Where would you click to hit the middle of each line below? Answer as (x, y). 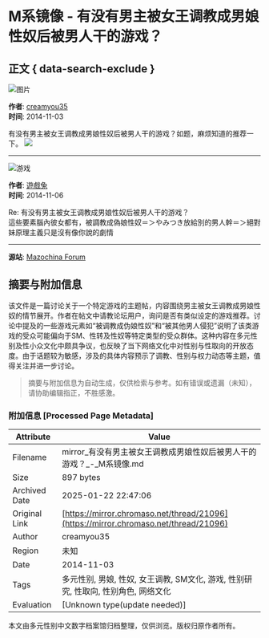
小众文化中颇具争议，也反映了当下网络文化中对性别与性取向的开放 (138, 345)
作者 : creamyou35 (38, 106)
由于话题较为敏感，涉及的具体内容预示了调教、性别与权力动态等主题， (138, 356)
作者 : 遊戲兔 (28, 185)
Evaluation (32, 605)
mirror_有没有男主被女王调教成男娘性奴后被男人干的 (159, 452)
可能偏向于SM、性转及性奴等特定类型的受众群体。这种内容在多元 (143, 335)
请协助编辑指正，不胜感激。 (74, 392)
